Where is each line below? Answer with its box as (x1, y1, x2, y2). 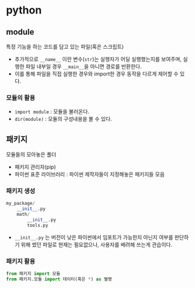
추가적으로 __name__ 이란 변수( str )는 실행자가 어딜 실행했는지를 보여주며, (14, 56, 182, 62)
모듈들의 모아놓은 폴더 (6, 151, 57, 158)
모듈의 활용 (6, 93, 36, 101)
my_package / (6, 201, 35, 206)
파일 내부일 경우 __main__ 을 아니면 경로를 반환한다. (25, 63, 142, 70)
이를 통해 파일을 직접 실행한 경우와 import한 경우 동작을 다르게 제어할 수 (14, 70, 179, 77)
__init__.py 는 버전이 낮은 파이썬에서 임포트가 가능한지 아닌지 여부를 (14, 233, 174, 240)
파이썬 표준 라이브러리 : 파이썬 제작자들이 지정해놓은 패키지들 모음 (14, 171, 165, 178)
